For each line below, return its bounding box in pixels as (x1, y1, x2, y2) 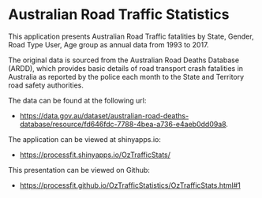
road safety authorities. (8, 80, 84, 90)
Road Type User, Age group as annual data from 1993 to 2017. (8, 39, 209, 49)
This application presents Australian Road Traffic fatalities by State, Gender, (8, 32, 254, 41)
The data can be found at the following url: (8, 95, 147, 105)
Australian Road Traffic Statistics (8, 6, 230, 24)
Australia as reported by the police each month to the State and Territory (8, 72, 245, 81)
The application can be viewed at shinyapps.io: (8, 134, 162, 144)
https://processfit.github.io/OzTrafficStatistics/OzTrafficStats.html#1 (19, 180, 241, 190)
